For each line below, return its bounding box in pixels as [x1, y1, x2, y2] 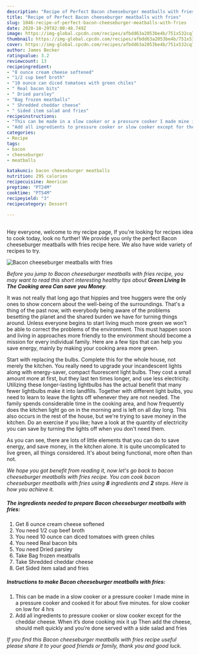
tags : [6, 140, 20, 147]
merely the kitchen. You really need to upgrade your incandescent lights [6, 362, 182, 370]
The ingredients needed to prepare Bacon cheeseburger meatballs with [6, 499, 187, 506]
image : [6, 31, 23, 37]
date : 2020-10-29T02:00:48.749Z [6, 25, 86, 31]
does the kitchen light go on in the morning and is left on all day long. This [6, 406, 187, 414]
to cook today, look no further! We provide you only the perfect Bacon [6, 235, 177, 242]
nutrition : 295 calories [6, 173, 68, 179]
